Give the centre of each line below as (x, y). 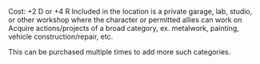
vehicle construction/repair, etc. (61, 36)
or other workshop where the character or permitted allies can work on (125, 20)
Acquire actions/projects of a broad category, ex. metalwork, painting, (124, 28)
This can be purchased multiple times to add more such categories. (120, 52)
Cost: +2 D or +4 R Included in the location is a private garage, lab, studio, (130, 11)
